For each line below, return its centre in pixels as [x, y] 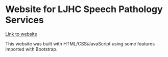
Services [25, 20]
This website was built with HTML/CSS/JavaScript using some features [80, 43]
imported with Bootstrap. [31, 49]
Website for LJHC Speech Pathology [84, 9]
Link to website [21, 34]
